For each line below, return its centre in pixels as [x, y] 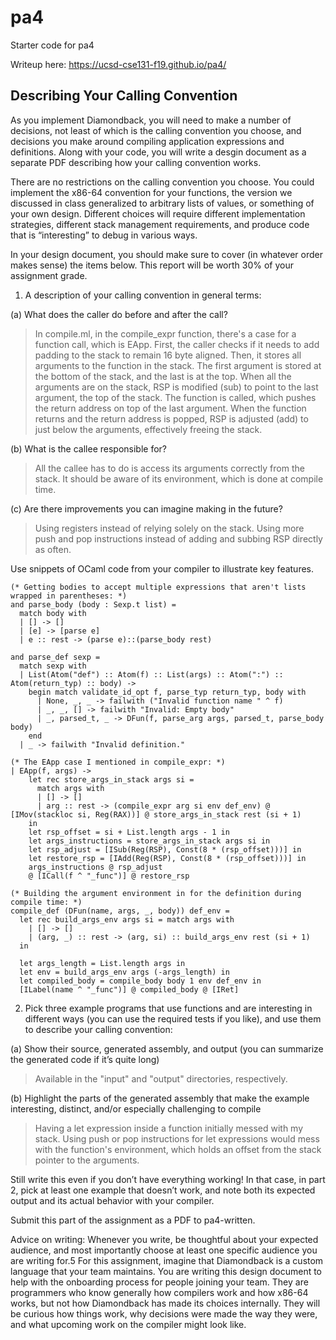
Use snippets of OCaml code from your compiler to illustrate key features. [162, 568]
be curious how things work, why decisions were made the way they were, [164, 1313]
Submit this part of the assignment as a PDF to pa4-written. [133, 1220]
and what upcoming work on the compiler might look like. [128, 1324]
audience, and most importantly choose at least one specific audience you [164, 1250]
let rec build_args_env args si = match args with [127, 919]
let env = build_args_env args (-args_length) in [124, 972]
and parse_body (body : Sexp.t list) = [93, 604]
